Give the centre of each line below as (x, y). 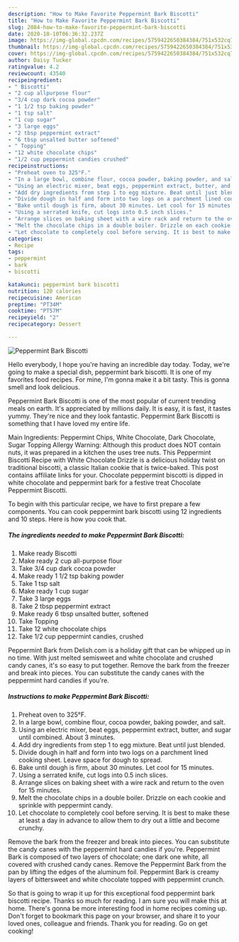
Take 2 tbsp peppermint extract (64, 606)
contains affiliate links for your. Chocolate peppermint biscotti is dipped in (116, 475)
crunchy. (31, 828)
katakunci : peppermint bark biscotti (64, 284)
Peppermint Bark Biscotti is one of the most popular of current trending (112, 401)
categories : (26, 239)
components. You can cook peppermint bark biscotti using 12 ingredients (115, 511)
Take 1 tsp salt (39, 583)
